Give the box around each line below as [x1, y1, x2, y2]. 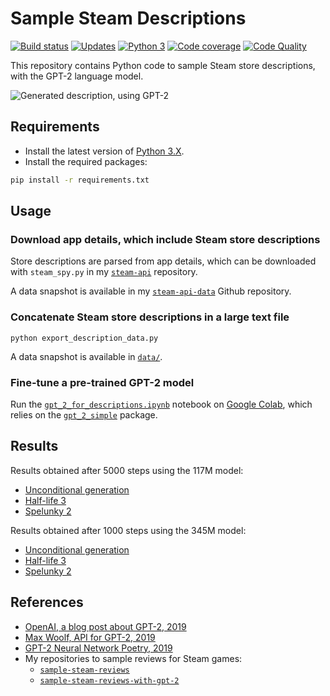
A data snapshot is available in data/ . [10, 350, 163, 362]
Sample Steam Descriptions [10, 7, 247, 30]
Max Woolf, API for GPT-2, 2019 [24, 631, 156, 643]
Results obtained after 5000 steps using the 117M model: [10, 464, 244, 476]
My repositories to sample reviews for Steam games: [24, 652, 243, 664]
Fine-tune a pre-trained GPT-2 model [10, 375, 195, 389]
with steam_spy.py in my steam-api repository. [10, 266, 198, 278]
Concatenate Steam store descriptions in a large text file [10, 310, 290, 324]
